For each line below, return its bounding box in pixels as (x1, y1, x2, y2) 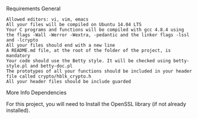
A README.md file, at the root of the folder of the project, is (6, 47, 171, 53)
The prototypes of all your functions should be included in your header (6, 68, 193, 74)
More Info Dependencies (6, 89, 67, 96)
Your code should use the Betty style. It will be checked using (6, 58, 171, 64)
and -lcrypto (6, 37, 39, 43)
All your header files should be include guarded (6, 79, 132, 85)
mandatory (6, 53, 31, 59)
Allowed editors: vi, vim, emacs (6, 17, 89, 22)
